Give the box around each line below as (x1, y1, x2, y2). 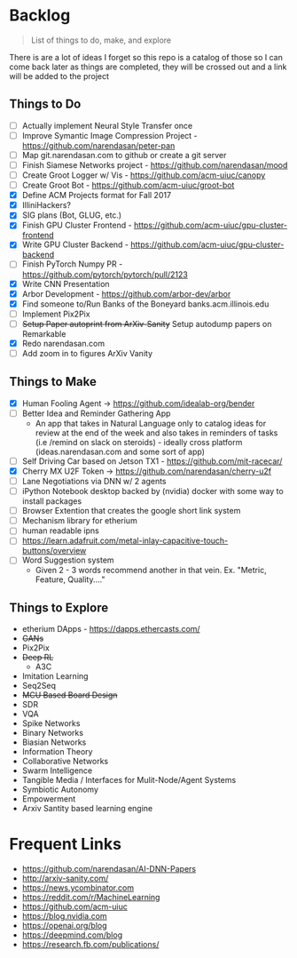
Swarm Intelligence (21, 765, 93, 776)
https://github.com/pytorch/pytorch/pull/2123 (21, 268, 188, 280)
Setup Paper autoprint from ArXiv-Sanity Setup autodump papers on (21, 318, 272, 329)
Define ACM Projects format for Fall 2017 (21, 190, 171, 201)
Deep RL (21, 652, 54, 663)
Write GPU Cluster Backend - (21, 239, 129, 250)
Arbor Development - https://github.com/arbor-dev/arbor (21, 288, 231, 299)
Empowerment (21, 794, 76, 804)
